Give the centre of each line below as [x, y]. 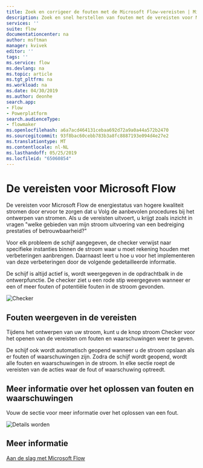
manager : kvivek [27, 46]
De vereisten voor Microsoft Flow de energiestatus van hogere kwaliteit [95, 205]
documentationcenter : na [37, 35]
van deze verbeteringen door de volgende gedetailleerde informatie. [91, 262]
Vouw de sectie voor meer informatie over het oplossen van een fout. [92, 412]
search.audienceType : [34, 119]
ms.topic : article [29, 74]
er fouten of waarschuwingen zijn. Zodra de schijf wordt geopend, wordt [97, 357]
